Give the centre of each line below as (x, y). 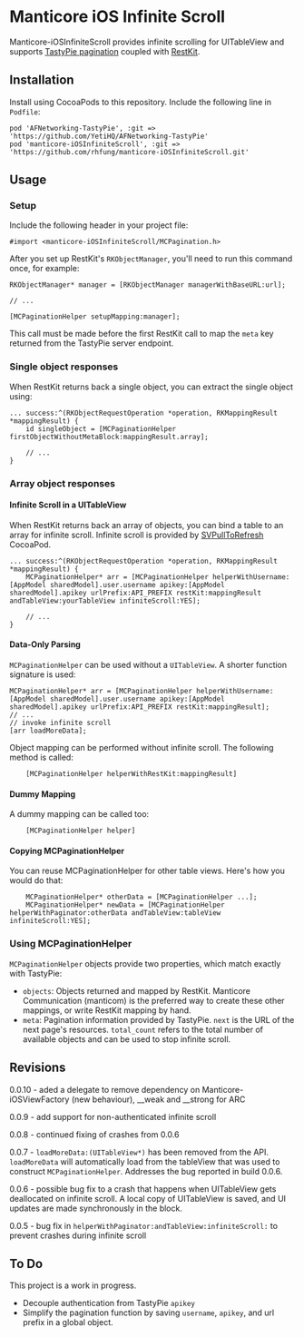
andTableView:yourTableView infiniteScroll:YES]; (105, 601)
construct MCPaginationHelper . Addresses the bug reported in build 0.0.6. (146, 1171)
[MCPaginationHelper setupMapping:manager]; (95, 317)
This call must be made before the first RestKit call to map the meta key (142, 334)
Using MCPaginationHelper (71, 944)
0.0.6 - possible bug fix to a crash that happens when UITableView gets (143, 1189)
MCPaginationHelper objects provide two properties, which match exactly (145, 963)
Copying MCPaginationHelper (67, 850)
